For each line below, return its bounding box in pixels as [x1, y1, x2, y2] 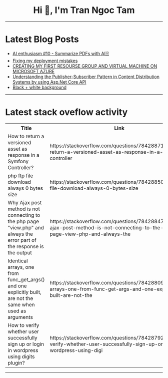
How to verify [7, 321, 39, 328]
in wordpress [7, 346, 38, 353]
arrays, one [7, 263, 34, 270]
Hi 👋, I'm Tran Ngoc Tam [33, 5, 135, 16]
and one [7, 282, 27, 289]
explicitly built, [7, 288, 41, 295]
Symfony [7, 158, 29, 165]
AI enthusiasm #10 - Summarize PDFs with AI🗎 [12, 50, 109, 57]
